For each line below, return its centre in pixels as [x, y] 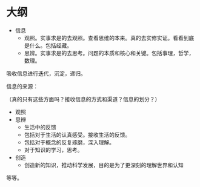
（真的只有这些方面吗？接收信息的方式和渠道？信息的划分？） [83, 99]
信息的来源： [22, 86]
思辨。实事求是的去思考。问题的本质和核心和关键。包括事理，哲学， [109, 53]
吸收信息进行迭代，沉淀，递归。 [46, 73]
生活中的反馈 [40, 127]
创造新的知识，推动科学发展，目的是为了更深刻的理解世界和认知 [104, 165]
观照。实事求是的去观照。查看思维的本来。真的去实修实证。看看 [104, 38]
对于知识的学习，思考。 [53, 149]
